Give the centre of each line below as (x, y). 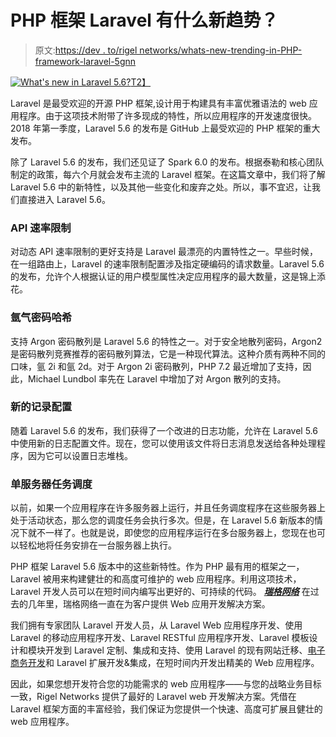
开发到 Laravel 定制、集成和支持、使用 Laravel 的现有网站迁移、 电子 (185, 650)
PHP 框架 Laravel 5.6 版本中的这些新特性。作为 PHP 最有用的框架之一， (157, 567)
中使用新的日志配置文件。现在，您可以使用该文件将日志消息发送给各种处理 (163, 443)
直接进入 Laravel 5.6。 (65, 199)
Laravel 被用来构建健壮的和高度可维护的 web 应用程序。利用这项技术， (156, 579)
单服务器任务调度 (51, 484)
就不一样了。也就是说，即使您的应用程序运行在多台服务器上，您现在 (167, 533)
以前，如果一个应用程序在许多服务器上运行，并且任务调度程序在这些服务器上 (168, 508)
